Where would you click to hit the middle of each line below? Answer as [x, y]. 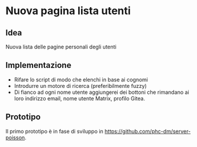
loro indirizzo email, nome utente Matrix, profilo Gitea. [80, 98]
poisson [15, 138]
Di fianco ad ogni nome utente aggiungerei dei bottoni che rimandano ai [102, 92]
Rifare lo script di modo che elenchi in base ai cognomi [81, 79]
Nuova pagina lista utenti [68, 11]
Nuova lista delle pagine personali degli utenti [61, 47]
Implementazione [38, 65]
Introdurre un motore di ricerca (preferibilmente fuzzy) [80, 86]
